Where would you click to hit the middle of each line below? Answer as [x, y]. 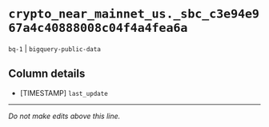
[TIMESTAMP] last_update [64, 93]
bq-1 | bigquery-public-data [55, 48]
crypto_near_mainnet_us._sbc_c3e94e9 [134, 14]
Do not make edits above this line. [64, 116]
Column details [47, 74]
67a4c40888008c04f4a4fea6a [98, 28]
